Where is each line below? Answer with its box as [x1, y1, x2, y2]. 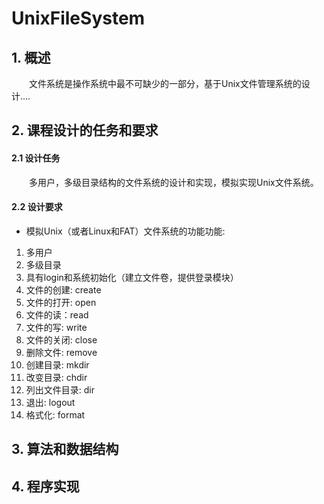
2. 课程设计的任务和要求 [11, 122, 159, 139]
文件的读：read [25, 308, 89, 321]
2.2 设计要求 [11, 201, 63, 213]
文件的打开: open [25, 296, 97, 308]
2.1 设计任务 [11, 152, 61, 164]
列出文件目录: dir [25, 383, 96, 396]
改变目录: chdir [25, 371, 88, 383]
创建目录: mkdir [25, 358, 90, 371]
